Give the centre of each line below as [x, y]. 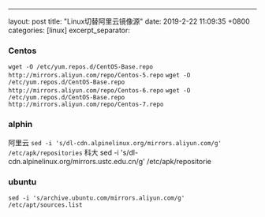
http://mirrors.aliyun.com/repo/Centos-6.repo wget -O [99, 91]
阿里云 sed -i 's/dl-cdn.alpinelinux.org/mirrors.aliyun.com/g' [115, 142]
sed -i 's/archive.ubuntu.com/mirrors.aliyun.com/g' [97, 198]
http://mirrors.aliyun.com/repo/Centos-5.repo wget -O [99, 76]
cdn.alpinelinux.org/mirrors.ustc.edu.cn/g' [77, 161]
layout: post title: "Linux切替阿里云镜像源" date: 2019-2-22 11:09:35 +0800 [129, 21]
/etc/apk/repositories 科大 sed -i [64, 152]
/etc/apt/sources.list [45, 205]
